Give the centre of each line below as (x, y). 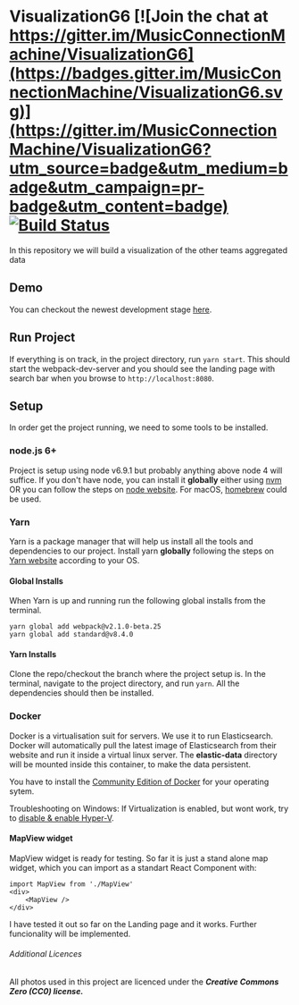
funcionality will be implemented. (70, 933)
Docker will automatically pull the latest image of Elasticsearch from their (143, 745)
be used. (25, 499)
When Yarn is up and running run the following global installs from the (137, 601)
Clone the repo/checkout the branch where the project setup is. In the (137, 674)
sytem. (22, 791)
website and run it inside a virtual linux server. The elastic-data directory (144, 755)
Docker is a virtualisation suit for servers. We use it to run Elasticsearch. (141, 736)
